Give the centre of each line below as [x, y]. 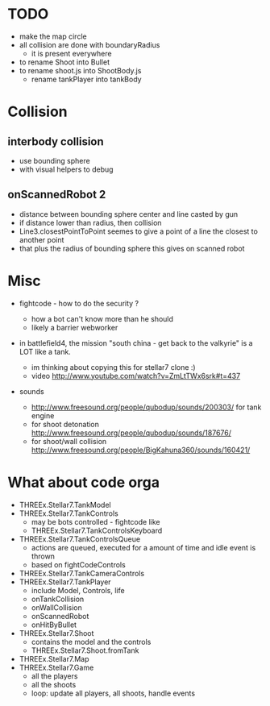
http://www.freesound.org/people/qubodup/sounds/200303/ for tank [146, 407]
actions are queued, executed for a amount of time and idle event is [143, 547]
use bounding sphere [54, 160]
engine [43, 415]
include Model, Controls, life [78, 590]
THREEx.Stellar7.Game [56, 667]
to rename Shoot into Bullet [64, 62]
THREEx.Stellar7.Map [54, 658]
